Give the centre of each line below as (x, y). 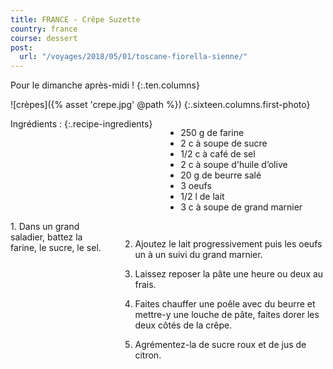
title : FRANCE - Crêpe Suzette (75, 19)
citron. (148, 355)
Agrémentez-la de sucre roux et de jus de (220, 345)
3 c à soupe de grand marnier (241, 207)
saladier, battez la (46, 237)
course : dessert (44, 38)
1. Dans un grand (45, 227)
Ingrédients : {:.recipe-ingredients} (81, 124)
